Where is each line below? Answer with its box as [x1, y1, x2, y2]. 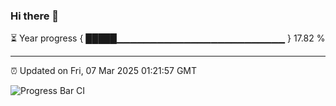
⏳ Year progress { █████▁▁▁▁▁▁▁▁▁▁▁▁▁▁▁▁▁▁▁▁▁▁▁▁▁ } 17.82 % [10, 32, 326, 44]
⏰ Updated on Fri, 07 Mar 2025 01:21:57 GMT [10, 65, 198, 77]
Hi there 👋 [10, 9, 60, 23]
